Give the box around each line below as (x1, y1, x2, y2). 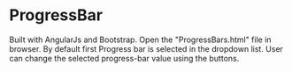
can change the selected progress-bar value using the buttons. (9, 53, 240, 63)
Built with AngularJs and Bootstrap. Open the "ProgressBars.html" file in (9, 34, 272, 45)
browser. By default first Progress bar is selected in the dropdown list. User (9, 43, 283, 54)
